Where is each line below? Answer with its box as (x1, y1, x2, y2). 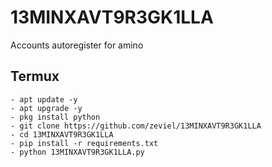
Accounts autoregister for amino (10, 39, 144, 51)
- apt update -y (10, 94, 78, 105)
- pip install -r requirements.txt (10, 138, 159, 148)
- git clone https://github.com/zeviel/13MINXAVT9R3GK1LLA (10, 121, 262, 131)
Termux (10, 68, 60, 85)
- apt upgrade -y (10, 103, 83, 113)
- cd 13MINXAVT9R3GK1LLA (10, 129, 114, 140)
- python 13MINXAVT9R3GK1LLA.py (10, 147, 145, 157)
